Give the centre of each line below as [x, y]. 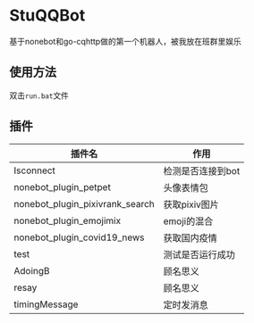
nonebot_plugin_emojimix [68, 220]
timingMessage [46, 304]
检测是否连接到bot [202, 170]
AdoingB [32, 270]
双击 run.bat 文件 [39, 95]
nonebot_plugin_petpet [63, 186]
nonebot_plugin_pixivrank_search [84, 203]
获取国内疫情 [190, 237]
